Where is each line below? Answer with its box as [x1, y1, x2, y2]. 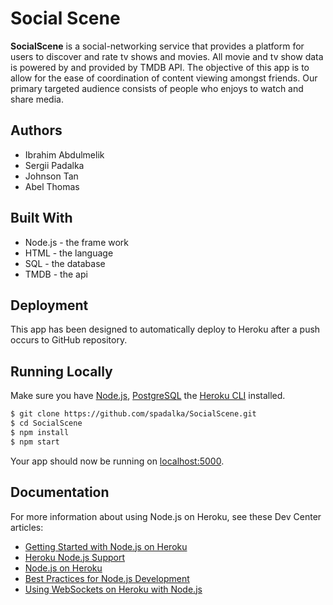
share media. [10, 93, 64, 105]
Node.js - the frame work [24, 236, 130, 248]
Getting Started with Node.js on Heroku [24, 540, 188, 552]
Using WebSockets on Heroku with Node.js [24, 583, 203, 595]
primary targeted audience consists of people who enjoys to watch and [10, 82, 304, 94]
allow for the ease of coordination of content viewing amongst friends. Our [10, 72, 318, 84]
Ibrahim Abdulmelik [24, 148, 105, 161]
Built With [10, 210, 73, 227]
